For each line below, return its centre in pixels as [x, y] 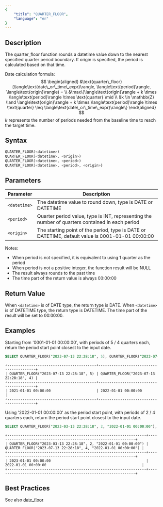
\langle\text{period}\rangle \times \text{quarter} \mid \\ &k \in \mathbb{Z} [81, 97]
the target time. [20, 125]
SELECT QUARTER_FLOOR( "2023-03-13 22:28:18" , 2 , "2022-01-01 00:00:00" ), [81, 426]
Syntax [16, 140]
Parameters [23, 180]
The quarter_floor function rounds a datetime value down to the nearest [76, 54]
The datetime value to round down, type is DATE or [95, 202]
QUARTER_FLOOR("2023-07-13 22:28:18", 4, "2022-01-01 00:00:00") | [75, 448]
